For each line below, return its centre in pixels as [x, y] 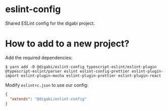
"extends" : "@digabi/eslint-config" [48, 99]
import [12, 76]
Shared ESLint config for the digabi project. [50, 23]
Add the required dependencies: [39, 58]
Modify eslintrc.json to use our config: [47, 85]
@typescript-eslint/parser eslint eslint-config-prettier [67, 71]
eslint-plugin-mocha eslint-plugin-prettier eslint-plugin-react [91, 76]
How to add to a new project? [67, 44]
